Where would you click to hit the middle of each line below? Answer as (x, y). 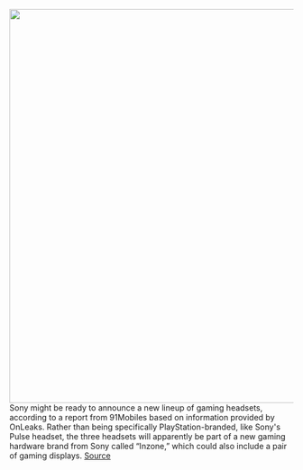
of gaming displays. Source (60, 456)
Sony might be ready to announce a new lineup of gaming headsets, (136, 408)
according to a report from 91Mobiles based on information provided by (142, 417)
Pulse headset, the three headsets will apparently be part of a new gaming (147, 436)
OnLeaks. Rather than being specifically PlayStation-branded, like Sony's (145, 427)
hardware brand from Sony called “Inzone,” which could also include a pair (148, 446)
